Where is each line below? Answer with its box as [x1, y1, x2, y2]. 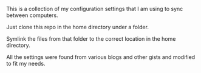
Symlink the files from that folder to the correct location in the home [6, 35, 176, 42]
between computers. [6, 12, 59, 19]
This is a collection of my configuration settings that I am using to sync [6, 5, 183, 12]
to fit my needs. [6, 60, 46, 67]
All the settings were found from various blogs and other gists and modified [6, 54, 196, 60]
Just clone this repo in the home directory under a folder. [6, 24, 149, 30]
